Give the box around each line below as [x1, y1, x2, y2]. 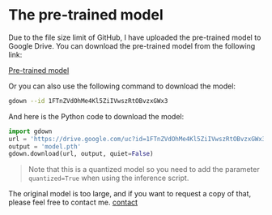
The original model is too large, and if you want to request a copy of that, [8, 189, 252, 199]
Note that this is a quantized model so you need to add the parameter [28, 165, 261, 174]
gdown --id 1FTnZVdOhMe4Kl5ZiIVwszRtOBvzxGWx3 [8, 97, 168, 105]
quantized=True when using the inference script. [28, 173, 189, 183]
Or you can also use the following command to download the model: [8, 81, 236, 91]
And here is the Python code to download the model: [8, 111, 185, 121]
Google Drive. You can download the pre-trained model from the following [8, 41, 256, 50]
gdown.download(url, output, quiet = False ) [8, 150, 154, 158]
